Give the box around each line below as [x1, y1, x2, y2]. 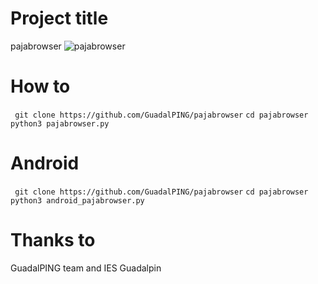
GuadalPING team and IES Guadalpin [10, 262, 162, 274]
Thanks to [10, 229, 96, 251]
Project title [10, 7, 109, 30]
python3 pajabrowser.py [10, 118, 110, 129]
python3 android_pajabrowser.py [10, 195, 145, 206]
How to [10, 75, 71, 98]
